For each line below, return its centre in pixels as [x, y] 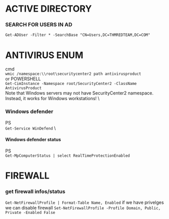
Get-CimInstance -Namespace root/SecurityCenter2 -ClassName [71, 84]
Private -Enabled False [30, 213]
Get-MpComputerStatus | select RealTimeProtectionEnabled [68, 156]
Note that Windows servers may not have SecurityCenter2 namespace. [79, 93]
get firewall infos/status [35, 192]
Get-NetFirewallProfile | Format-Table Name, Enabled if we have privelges [85, 202]
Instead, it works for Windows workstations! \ [52, 99]
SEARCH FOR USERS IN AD [39, 25]
